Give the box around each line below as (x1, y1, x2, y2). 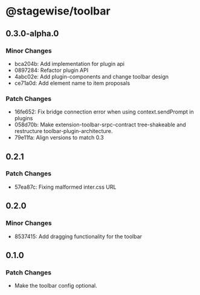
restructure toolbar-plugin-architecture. (14, 128, 113, 135)
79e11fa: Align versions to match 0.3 (14, 134, 104, 141)
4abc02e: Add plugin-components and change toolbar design (14, 73, 169, 80)
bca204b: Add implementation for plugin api (14, 60, 125, 67)
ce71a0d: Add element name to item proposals (14, 79, 131, 86)
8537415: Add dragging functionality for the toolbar (14, 233, 143, 240)
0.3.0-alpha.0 (5, 28, 59, 39)
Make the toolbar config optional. (14, 282, 97, 290)
